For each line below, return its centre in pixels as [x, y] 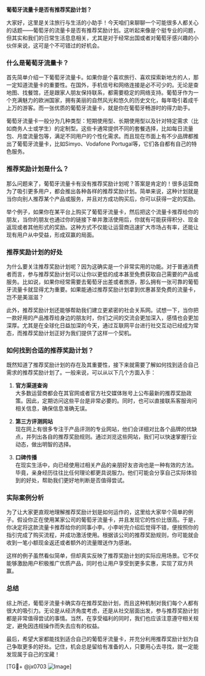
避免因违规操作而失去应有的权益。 [59, 626]
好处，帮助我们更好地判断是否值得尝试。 [77, 480]
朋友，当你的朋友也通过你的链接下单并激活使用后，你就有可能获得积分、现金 [103, 219]
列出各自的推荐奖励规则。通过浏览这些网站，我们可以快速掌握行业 [114, 437]
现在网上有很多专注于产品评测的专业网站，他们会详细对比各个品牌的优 [103, 429]
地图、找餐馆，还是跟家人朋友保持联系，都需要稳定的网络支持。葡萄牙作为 [100, 93]
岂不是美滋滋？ [25, 297]
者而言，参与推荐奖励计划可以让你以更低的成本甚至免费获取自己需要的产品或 [103, 274]
